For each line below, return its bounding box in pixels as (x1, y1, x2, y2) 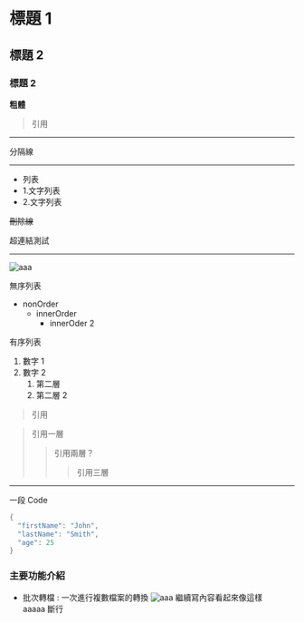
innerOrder (35, 307, 77, 318)
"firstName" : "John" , (17, 521, 100, 531)
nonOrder (22, 298, 59, 309)
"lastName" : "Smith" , (17, 530, 100, 539)
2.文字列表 (22, 196, 62, 207)
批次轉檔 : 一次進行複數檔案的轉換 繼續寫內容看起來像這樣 (22, 591, 263, 603)
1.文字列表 (22, 185, 61, 196)
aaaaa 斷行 (22, 603, 64, 614)
